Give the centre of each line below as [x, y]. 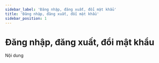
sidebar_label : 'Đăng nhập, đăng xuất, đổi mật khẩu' [61, 9]
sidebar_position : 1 [26, 18]
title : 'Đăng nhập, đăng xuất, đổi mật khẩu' [52, 14]
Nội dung [14, 55]
